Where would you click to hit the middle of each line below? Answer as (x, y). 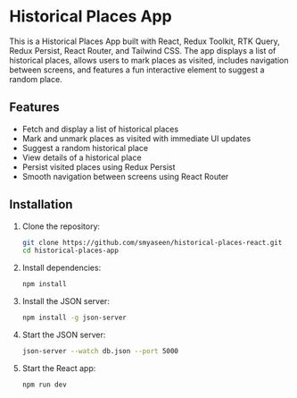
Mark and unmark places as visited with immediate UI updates (136, 138)
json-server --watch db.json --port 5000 (100, 351)
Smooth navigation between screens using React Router (125, 176)
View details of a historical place (82, 157)
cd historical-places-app (70, 251)
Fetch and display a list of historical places (100, 129)
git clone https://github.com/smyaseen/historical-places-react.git (152, 242)
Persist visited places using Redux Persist (99, 166)
